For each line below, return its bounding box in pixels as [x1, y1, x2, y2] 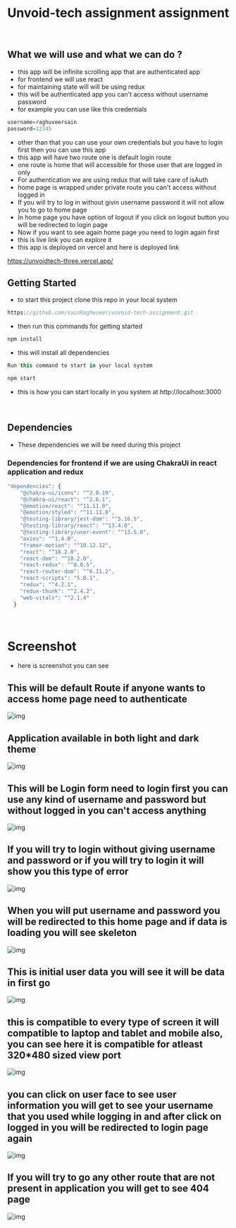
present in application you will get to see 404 [7, 1183, 209, 1195]
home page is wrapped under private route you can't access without [17, 183, 217, 191]
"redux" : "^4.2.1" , [20, 581, 77, 588]
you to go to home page [17, 205, 87, 214]
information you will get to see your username [7, 1099, 213, 1112]
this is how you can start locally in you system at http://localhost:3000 [17, 387, 222, 396]
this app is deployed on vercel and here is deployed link [17, 243, 180, 251]
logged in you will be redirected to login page [7, 1121, 209, 1133]
